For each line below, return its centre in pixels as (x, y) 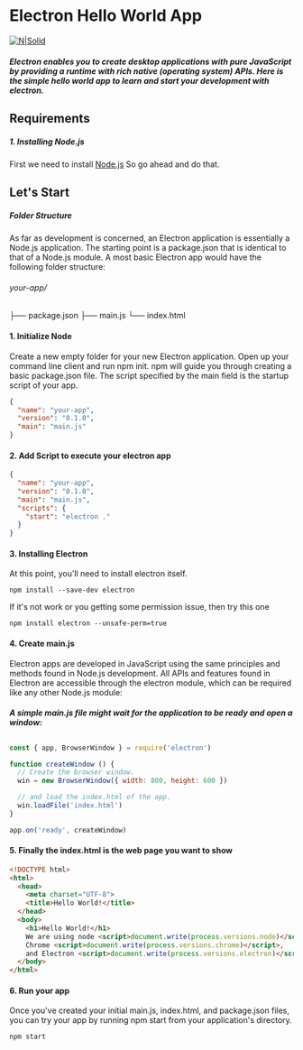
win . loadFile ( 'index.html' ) (70, 806)
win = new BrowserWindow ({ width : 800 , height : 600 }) (123, 781)
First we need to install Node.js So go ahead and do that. (115, 164)
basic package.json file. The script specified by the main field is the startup (149, 375)
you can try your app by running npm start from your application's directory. (151, 1020)
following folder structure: (57, 267)
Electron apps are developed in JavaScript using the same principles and (145, 663)
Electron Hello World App (106, 16)
